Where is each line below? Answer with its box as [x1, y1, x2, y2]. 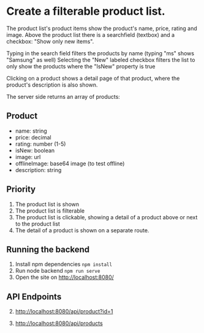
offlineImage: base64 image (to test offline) [15, 160, 125, 167]
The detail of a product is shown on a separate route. [15, 226, 149, 234]
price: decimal [15, 133, 51, 141]
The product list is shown [15, 200, 80, 208]
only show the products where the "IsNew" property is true [6, 63, 156, 70]
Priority [6, 184, 36, 195]
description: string [15, 166, 62, 173]
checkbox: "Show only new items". [6, 37, 94, 45]
